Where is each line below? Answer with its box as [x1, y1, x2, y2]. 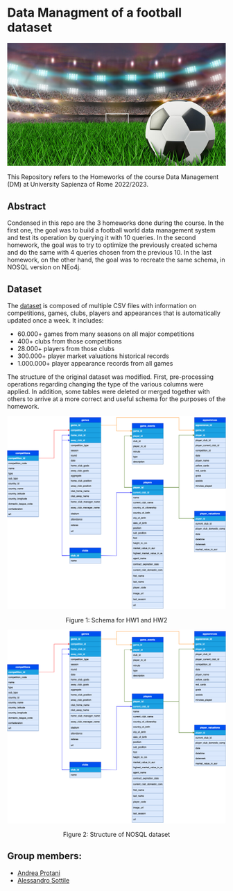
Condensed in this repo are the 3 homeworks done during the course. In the [7, 219, 224, 227]
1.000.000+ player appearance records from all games [17, 359, 173, 368]
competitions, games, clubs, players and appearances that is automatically [7, 309, 221, 317]
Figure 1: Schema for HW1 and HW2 [65, 616, 168, 625]
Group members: [7, 850, 82, 862]
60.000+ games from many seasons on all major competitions [17, 330, 195, 338]
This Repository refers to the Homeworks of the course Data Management [7, 173, 219, 181]
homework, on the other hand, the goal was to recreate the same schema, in [7, 255, 225, 264]
